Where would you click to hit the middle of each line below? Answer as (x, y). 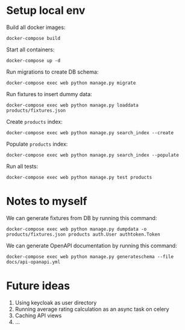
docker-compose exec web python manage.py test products (79, 177)
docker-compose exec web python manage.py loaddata (72, 105)
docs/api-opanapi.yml (33, 262)
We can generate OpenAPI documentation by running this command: (92, 245)
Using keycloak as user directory (56, 302)
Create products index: (34, 121)
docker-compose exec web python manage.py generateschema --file (90, 257)
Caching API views (38, 315)
